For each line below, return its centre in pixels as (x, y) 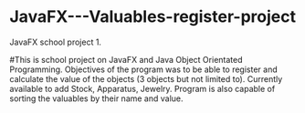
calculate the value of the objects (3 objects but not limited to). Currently (146, 78)
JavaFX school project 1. (56, 42)
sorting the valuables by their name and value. (97, 98)
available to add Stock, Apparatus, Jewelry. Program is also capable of (142, 88)
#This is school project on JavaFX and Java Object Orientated (126, 59)
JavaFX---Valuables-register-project (153, 17)
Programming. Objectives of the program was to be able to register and (143, 69)
